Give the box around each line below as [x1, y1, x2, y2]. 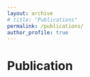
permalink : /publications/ [7, 22, 84, 29]
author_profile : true [7, 29, 69, 36]
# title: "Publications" [7, 16, 78, 23]
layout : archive [7, 10, 53, 17]
